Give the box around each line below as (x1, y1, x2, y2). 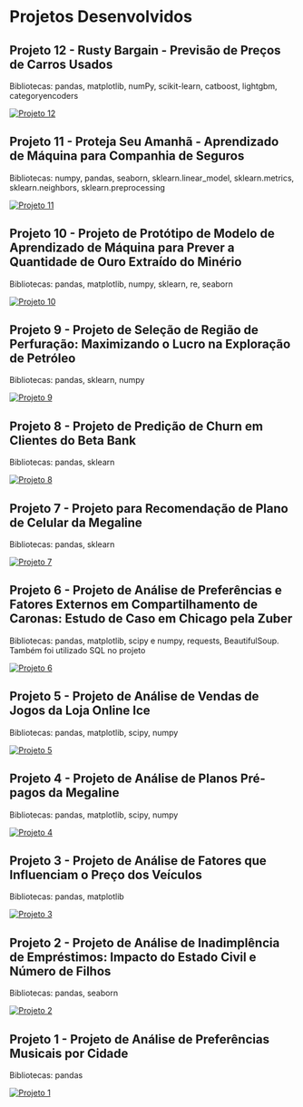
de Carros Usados (9, 56, 113, 72)
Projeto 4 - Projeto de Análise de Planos (9, 771, 239, 787)
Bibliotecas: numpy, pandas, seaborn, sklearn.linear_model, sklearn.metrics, (9, 172, 295, 183)
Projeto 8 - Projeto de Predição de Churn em (9, 418, 263, 434)
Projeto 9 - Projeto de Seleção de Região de (9, 322, 259, 338)
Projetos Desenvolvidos (9, 6, 193, 27)
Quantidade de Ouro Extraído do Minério (9, 254, 242, 269)
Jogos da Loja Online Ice (9, 703, 151, 719)
